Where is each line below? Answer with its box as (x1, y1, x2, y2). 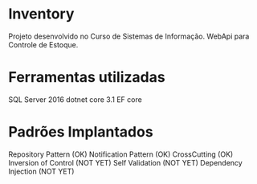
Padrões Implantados (8, 123, 154, 141)
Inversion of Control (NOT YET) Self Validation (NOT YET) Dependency (8, 157, 243, 167)
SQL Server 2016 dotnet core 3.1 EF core (8, 94, 142, 104)
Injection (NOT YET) (8, 166, 75, 176)
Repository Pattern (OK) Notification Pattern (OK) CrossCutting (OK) (8, 149, 234, 159)
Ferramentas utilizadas (8, 68, 166, 87)
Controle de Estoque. (8, 39, 79, 49)
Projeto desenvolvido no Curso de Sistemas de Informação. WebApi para (8, 31, 250, 41)
